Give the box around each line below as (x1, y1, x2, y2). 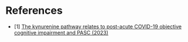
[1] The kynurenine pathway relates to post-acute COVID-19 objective (13, 23, 182, 30)
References (5, 4, 63, 17)
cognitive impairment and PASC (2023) (13, 29, 109, 36)
